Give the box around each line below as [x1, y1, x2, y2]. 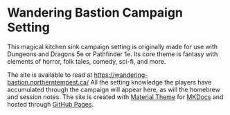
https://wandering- [94, 71, 148, 79]
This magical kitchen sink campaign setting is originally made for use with [7, 42, 218, 51]
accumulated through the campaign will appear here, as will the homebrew [7, 85, 220, 94]
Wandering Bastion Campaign [7, 5, 184, 21]
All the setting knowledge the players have [90, 78, 212, 86]
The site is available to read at [7, 71, 93, 79]
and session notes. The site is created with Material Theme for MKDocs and [7, 92, 224, 101]
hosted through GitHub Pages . [7, 100, 94, 108]
